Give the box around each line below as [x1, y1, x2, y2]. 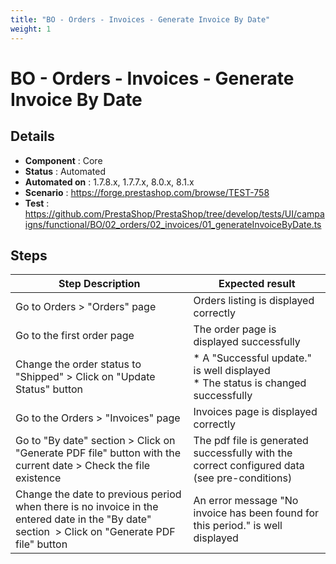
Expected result [218, 277, 296, 291]
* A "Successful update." [193, 351, 312, 365]
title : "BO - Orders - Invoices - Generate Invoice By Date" [10, 14, 271, 25]
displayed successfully [193, 335, 301, 349]
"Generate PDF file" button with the [15, 446, 182, 460]
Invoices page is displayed [193, 405, 318, 419]
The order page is [193, 322, 277, 336]
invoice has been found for [193, 506, 320, 520]
